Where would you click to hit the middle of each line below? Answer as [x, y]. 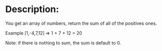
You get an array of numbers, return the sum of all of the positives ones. [81, 23]
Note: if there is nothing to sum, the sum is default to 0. [63, 43]
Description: [32, 9]
